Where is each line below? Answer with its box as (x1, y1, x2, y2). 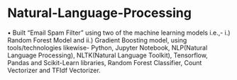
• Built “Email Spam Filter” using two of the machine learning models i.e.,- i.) (7, 28, 231, 37)
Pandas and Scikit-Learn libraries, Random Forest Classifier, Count (7, 58, 202, 67)
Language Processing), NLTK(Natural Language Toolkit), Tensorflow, (7, 51, 208, 59)
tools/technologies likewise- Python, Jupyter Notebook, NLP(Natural (7, 43, 208, 52)
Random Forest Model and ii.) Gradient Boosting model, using (7, 35, 187, 44)
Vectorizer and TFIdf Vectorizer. (7, 66, 101, 74)
